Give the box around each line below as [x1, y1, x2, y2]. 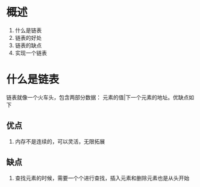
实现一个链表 [14, 49, 47, 56]
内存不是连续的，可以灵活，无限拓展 [14, 138, 105, 145]
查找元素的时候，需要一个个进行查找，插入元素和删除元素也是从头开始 [14, 174, 190, 182]
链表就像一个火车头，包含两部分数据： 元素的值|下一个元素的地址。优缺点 [6, 93, 189, 101]
